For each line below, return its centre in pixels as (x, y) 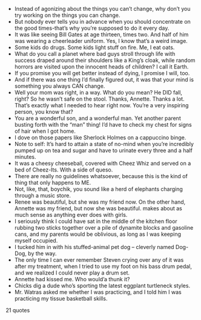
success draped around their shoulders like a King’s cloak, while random (105, 60)
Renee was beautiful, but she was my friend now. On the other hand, (100, 202)
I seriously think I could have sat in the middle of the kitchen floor (96, 221)
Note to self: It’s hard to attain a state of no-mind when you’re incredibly (104, 144)
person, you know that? (44, 112)
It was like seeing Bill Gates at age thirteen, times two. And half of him (101, 35)
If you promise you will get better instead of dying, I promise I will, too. (102, 73)
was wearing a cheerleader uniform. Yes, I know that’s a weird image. (101, 41)
